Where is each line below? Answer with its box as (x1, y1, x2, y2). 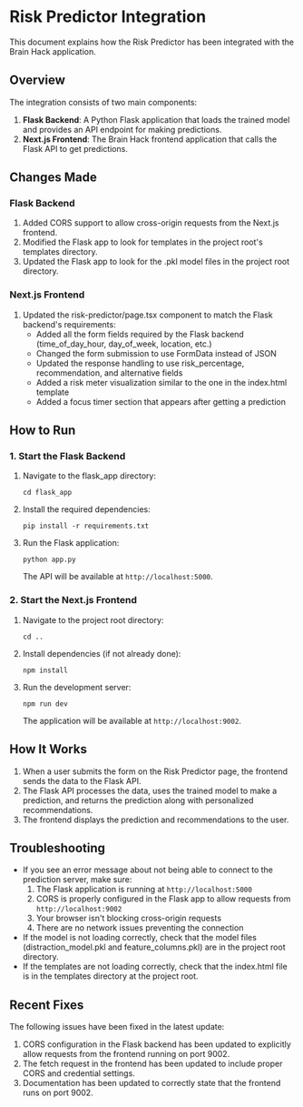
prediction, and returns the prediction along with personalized (22, 794, 254, 806)
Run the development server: (22, 681, 132, 692)
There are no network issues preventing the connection (35, 922, 244, 933)
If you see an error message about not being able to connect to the (22, 864, 274, 875)
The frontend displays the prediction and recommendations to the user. (22, 814, 289, 825)
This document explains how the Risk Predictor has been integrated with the (9, 36, 295, 47)
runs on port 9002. (22, 1087, 93, 1098)
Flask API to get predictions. (22, 143, 129, 154)
